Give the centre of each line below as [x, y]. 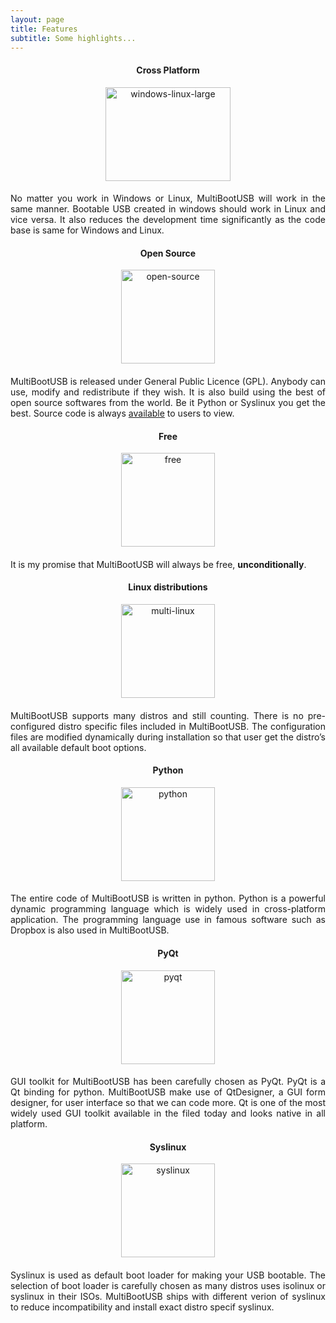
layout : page [37, 19]
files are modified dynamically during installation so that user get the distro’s [168, 737]
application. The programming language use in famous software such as [168, 920]
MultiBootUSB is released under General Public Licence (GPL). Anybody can [168, 381]
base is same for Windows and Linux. [87, 230]
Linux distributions [168, 587]
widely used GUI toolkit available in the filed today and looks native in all [168, 1113]
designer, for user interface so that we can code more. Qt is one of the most [168, 1103]
